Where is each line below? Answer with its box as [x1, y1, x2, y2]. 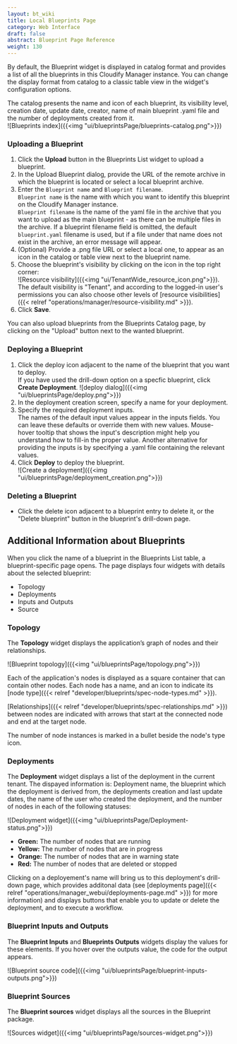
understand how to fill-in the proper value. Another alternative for [17, 436, 208, 444]
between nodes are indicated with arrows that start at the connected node [7, 710, 224, 718]
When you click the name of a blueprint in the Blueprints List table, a [7, 553, 206, 562]
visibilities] [189, 291, 221, 299]
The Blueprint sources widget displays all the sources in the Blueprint [7, 1007, 211, 1016]
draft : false [7, 30, 46, 37]
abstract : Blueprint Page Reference [7, 37, 115, 44]
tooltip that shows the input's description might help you [36, 428, 200, 436]
